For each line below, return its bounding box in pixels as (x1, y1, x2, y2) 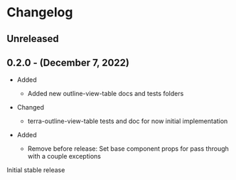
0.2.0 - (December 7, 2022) (6, 56, 129, 68)
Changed (16, 103, 44, 112)
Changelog (6, 4, 73, 21)
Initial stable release (6, 166, 65, 174)
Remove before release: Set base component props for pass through (27, 144, 229, 153)
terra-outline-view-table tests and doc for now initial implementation (27, 117, 228, 125)
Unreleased (6, 33, 60, 45)
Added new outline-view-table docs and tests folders (27, 90, 184, 98)
